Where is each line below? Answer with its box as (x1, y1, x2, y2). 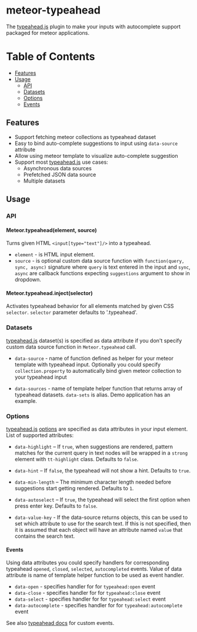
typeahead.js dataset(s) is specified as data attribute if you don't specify (6, 337, 182, 344)
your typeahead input (14, 373, 67, 380)
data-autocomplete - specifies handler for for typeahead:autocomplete (14, 602, 183, 609)
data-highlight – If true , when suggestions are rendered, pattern (14, 443, 173, 450)
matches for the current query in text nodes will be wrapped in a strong (14, 449, 188, 456)
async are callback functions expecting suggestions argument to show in (14, 270, 190, 277)
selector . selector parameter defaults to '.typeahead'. (6, 309, 138, 316)
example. (14, 397, 37, 404)
